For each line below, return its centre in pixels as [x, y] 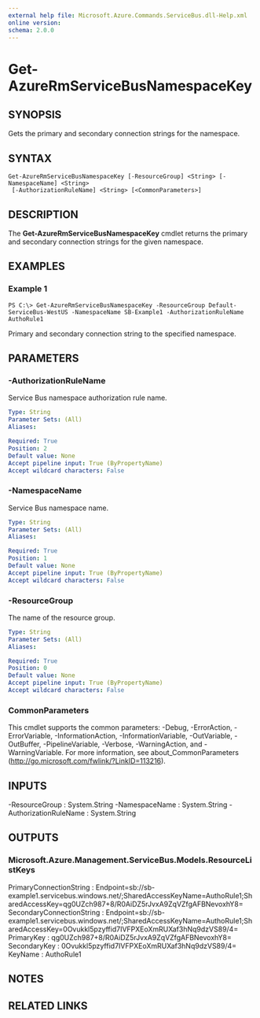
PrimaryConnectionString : [51, 887]
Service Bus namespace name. [58, 508]
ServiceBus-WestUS [38, 312]
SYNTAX [30, 158]
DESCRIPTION [43, 215]
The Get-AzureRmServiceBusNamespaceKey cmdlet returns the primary [128, 233]
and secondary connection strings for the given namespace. [106, 242]
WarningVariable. [36, 753]
